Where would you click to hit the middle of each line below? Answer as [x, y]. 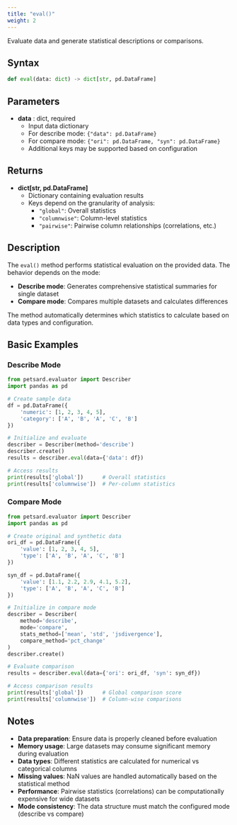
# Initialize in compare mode [52, 608]
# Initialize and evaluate [47, 438]
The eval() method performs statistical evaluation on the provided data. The [119, 265]
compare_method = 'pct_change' [63, 641]
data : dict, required [46, 118]
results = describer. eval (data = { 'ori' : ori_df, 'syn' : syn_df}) [104, 673]
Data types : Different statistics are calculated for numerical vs [108, 761]
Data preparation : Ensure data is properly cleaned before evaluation [117, 739]
